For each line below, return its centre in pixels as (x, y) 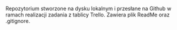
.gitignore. (18, 21)
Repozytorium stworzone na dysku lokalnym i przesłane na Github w (88, 9)
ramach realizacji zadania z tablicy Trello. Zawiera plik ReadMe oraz (88, 15)
